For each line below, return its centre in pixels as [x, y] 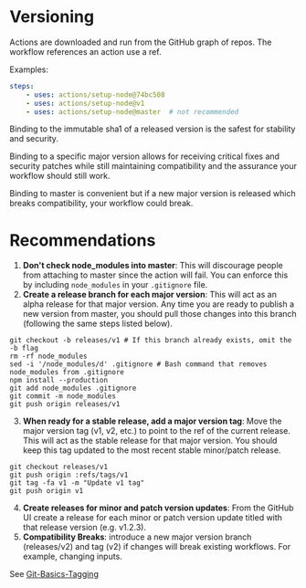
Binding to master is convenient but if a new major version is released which [153, 194]
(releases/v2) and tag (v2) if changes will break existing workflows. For [156, 547]
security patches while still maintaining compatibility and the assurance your [153, 166]
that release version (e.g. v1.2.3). [84, 528]
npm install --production [58, 381]
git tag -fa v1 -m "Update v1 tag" [77, 483]
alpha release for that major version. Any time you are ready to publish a [158, 304]
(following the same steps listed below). [98, 324]
